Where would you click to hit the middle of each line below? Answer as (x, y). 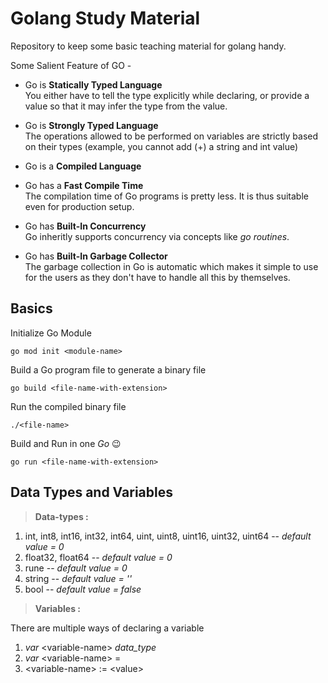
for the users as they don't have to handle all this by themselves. (157, 277)
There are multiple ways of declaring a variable (107, 628)
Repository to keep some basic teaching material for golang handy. (148, 46)
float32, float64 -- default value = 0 (98, 557)
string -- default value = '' (78, 578)
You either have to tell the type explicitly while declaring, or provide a (167, 95)
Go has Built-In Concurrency (85, 226)
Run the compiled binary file (68, 406)
